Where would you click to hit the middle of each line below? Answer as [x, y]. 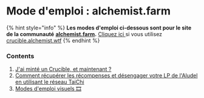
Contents [20, 56]
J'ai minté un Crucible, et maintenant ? [63, 69]
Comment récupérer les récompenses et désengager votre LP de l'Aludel [106, 76]
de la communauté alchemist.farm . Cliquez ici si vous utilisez [84, 34]
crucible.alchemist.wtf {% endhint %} [53, 40]
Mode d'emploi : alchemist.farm [89, 11]
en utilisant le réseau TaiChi [49, 82]
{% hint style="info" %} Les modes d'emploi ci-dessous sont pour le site [99, 28]
